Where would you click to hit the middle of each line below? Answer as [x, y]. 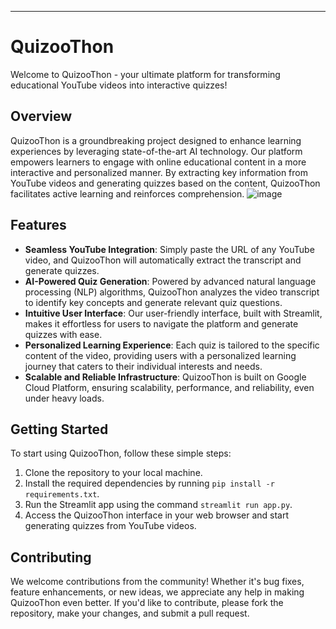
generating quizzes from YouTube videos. [110, 526]
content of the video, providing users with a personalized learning [160, 355]
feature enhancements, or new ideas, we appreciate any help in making [157, 592]
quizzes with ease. [63, 334]
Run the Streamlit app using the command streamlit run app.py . [158, 505]
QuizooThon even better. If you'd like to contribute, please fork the [147, 603]
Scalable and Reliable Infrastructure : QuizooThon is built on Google [165, 377]
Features [38, 225]
